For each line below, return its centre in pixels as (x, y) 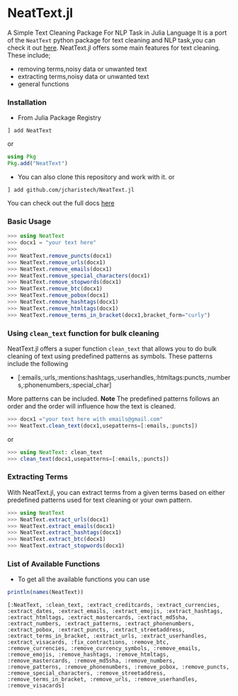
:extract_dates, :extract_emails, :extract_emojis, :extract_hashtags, (115, 611)
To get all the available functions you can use (84, 579)
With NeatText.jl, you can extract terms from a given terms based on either (116, 492)
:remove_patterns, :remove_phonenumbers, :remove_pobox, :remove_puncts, (119, 667)
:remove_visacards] (36, 686)
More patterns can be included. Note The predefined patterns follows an (113, 399)
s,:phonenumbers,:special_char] (64, 384)
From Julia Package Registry (59, 118)
